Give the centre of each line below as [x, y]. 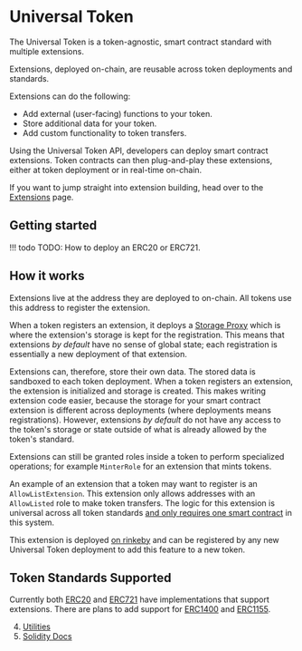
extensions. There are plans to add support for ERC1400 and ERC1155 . [140, 609]
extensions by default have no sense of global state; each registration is [144, 344]
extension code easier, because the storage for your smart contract [135, 400]
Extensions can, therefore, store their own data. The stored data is [132, 371]
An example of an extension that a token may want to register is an [133, 483]
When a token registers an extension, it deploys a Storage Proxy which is [145, 325]
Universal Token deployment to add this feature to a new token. [127, 549]
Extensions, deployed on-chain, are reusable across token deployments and [151, 69]
